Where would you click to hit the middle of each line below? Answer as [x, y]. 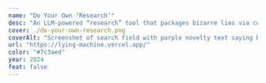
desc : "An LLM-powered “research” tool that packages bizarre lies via [129, 23]
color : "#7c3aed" [37, 52]
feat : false [28, 67]
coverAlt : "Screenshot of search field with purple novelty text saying [131, 38]
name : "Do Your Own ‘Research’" [61, 15]
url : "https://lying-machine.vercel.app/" [79, 45]
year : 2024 [26, 60]
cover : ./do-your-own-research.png [67, 30]
